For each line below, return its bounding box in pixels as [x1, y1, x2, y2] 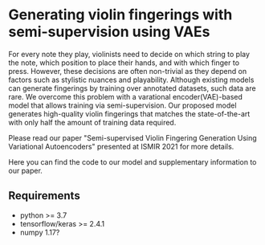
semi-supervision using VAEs [8, 22, 210, 41]
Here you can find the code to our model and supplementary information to [8, 157, 257, 166]
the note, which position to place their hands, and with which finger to [8, 58, 239, 67]
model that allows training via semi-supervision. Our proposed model [8, 100, 237, 110]
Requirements [8, 189, 80, 202]
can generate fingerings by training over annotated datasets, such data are [8, 83, 256, 93]
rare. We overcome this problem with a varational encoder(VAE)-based [8, 92, 243, 101]
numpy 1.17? [19, 227, 60, 237]
